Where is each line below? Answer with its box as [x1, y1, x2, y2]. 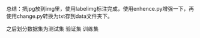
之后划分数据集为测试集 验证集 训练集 [6, 26, 99, 32]
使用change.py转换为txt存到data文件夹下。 [6, 12, 113, 20]
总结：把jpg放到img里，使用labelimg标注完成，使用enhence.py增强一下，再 [6, 5, 194, 12]
